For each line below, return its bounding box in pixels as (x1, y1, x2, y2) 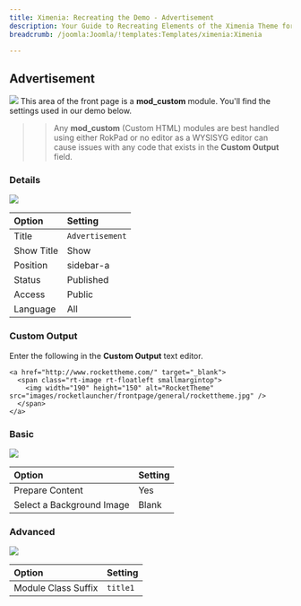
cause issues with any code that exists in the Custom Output (53, 142, 279, 153)
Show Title (13, 244, 59, 257)
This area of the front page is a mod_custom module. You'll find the (20, 96, 271, 107)
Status (13, 274, 41, 286)
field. (53, 152, 73, 162)
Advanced (9, 526, 56, 538)
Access (13, 288, 46, 301)
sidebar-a (66, 259, 110, 272)
